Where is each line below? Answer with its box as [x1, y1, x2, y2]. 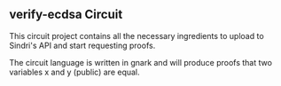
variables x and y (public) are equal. [9, 66, 140, 77]
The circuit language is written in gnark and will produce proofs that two [9, 57, 273, 67]
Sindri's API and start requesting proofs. [9, 40, 156, 51]
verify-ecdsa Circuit [9, 7, 123, 22]
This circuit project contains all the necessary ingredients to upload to [9, 30, 264, 41]
